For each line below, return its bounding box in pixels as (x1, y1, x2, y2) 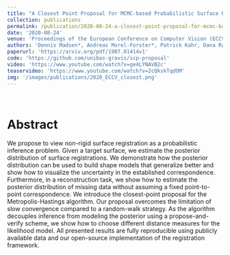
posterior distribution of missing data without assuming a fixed (7, 183, 183, 191)
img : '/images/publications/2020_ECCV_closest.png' (7, 73, 157, 81)
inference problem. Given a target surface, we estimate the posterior (7, 147, 201, 155)
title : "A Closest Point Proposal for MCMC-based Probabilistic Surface (7, 10, 219, 17)
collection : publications (7, 16, 81, 23)
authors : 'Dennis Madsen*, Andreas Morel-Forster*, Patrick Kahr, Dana (7, 42, 216, 49)
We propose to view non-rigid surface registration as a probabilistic (7, 139, 198, 147)
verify (7, 219, 24, 228)
